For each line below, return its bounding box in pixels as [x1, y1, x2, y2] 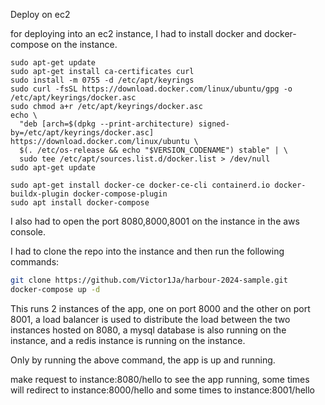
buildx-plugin [10, 189, 70, 199]
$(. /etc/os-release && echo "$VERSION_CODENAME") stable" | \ [19, 145, 288, 155]
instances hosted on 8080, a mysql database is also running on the [10, 324, 287, 336]
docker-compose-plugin [73, 189, 168, 199]
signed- [198, 119, 230, 129]
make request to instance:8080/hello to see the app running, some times [10, 373, 310, 385]
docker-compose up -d [10, 284, 101, 294]
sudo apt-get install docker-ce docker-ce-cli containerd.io [10, 180, 271, 190]
